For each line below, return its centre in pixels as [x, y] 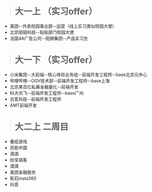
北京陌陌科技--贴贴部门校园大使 [42, 32]
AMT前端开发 [23, 105]
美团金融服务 [23, 172]
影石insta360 [23, 178]
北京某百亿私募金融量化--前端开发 [44, 87]
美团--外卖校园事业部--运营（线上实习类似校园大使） [63, 26]
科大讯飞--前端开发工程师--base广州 [47, 93]
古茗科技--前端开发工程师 [35, 99]
